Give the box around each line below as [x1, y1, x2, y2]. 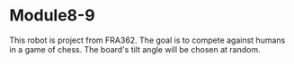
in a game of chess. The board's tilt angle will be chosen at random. [9, 44, 261, 54]
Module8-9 [9, 5, 96, 26]
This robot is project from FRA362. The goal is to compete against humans [9, 35, 286, 45]
